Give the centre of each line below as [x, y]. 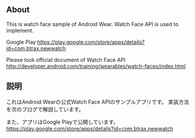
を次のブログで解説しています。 [45, 109]
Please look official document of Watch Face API [66, 59]
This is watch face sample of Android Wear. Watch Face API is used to [92, 24]
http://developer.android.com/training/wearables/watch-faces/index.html [96, 66]
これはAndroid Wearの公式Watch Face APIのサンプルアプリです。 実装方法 [98, 102]
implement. [20, 30]
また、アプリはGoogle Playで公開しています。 [63, 122]
